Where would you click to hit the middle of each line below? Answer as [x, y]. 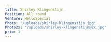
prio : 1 [13, 32]
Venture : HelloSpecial [28, 18]
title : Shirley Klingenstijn [34, 9]
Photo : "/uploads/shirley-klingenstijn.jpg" [50, 23]
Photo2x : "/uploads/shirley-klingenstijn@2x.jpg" [56, 28]
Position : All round [26, 14]
